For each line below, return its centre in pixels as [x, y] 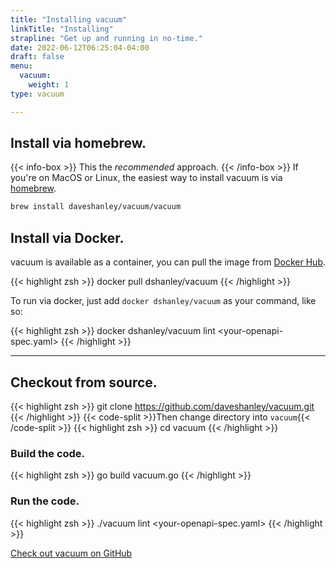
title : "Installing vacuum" [69, 19]
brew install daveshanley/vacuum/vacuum [96, 207]
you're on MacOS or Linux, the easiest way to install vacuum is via [146, 178]
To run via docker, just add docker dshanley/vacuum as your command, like [163, 301]
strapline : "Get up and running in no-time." [106, 38]
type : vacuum [37, 94]
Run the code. [45, 501]
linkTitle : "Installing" [62, 29]
